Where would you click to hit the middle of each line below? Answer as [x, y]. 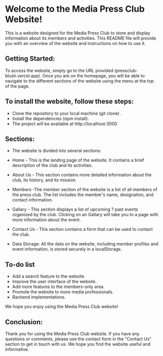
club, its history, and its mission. [44, 180]
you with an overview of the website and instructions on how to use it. [75, 43]
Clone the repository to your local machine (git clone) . [67, 113]
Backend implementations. [39, 297]
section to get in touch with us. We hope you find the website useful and [78, 344]
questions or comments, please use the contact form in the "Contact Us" [78, 339]
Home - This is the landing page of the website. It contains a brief [78, 160]
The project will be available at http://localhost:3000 [65, 124]
